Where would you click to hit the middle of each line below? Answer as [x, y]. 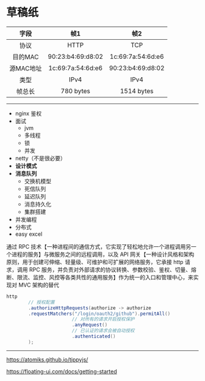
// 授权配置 [41, 302]
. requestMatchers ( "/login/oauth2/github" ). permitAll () [99, 314]
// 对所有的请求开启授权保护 [103, 319]
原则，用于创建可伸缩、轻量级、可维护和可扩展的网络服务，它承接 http [95, 262]
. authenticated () [94, 337]
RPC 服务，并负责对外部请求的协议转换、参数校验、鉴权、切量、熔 [113, 270]
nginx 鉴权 [28, 113]
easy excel [29, 234]
